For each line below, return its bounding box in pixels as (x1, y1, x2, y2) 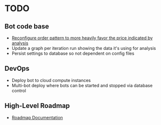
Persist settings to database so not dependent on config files (11, 50, 135, 56)
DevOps (4, 64, 30, 73)
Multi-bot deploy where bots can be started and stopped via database (11, 82, 153, 88)
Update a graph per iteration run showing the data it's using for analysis (11, 46, 156, 51)
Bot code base (4, 22, 49, 31)
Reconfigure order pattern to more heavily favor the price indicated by (11, 35, 153, 41)
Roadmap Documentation (11, 114, 63, 120)
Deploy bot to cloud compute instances (11, 77, 91, 83)
